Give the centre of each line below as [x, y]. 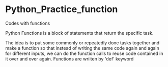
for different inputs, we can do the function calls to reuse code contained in [84, 53]
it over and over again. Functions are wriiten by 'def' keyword [69, 58]
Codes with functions [28, 23]
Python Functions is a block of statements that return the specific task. [79, 33]
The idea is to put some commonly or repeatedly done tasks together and [82, 43]
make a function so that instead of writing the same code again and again [82, 48]
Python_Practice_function [62, 9]
